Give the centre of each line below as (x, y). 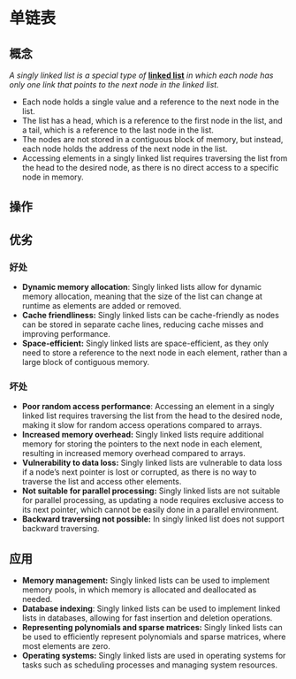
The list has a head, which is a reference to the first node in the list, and (152, 121)
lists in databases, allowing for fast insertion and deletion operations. (147, 618)
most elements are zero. (66, 646)
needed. (37, 599)
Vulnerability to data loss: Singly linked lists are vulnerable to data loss (152, 463)
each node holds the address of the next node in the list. (125, 149)
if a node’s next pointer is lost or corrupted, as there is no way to (139, 472)
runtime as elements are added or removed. (102, 306)
